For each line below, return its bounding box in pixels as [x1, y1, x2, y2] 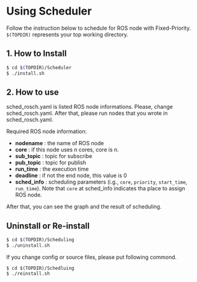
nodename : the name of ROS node [15, 140, 104, 147]
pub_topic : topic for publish [15, 159, 87, 167]
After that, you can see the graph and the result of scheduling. [6, 203, 162, 210]
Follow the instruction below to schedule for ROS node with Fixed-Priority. [6, 24, 191, 32]
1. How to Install [6, 49, 67, 59]
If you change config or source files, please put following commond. [6, 253, 177, 261]
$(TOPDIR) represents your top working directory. [6, 30, 129, 38]
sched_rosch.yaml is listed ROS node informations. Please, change [6, 103, 173, 111]
